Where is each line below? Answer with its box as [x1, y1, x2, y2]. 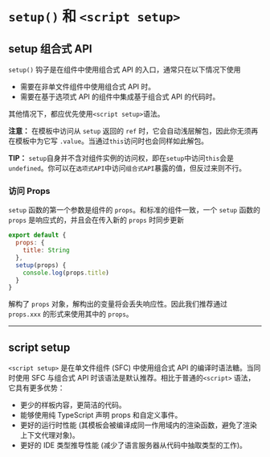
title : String [22, 246, 70, 254]
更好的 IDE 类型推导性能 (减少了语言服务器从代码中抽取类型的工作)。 [19, 440, 247, 451]
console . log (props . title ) [22, 269, 110, 277]
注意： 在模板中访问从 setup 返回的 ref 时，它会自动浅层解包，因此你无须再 [8, 126, 259, 135]
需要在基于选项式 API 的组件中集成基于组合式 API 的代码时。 [19, 92, 220, 101]
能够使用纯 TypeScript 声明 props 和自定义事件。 [19, 410, 182, 420]
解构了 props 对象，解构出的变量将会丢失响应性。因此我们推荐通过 [8, 299, 227, 309]
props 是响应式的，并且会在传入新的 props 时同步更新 [8, 215, 185, 225]
